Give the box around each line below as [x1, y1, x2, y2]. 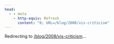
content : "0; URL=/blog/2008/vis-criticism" [17, 20, 110, 25]
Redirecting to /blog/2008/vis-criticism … [4, 33, 86, 39]
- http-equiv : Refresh [13, 16, 59, 21]
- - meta [9, 11, 27, 16]
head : [4, 7, 16, 12]
